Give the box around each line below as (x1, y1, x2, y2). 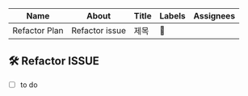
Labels (159, 10, 186, 21)
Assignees (193, 10, 236, 21)
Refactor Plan (12, 25, 64, 35)
